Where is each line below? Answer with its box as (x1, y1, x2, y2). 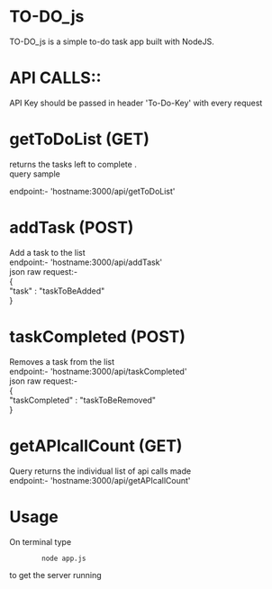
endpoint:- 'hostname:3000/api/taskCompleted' (9, 366, 187, 376)
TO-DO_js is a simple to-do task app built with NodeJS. (9, 36, 214, 47)
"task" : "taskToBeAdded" (9, 285, 105, 296)
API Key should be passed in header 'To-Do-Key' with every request (9, 97, 263, 108)
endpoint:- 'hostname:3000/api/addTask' (9, 257, 163, 267)
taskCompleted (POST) (9, 326, 186, 347)
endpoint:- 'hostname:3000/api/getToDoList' (9, 186, 176, 196)
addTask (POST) (9, 218, 134, 238)
